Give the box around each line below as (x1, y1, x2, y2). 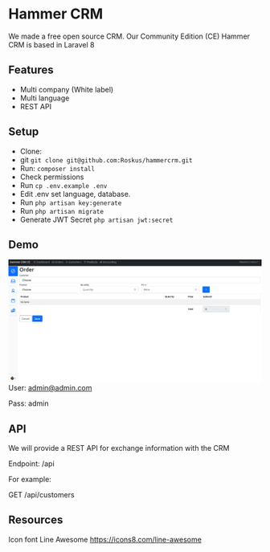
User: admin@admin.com (8, 383, 92, 393)
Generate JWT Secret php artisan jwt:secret (19, 215, 174, 224)
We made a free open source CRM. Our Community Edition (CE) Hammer (8, 31, 251, 41)
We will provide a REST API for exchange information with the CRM (8, 444, 230, 453)
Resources (8, 513, 63, 527)
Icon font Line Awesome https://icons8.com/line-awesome (8, 534, 202, 544)
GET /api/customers (8, 490, 75, 500)
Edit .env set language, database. (19, 189, 131, 198)
